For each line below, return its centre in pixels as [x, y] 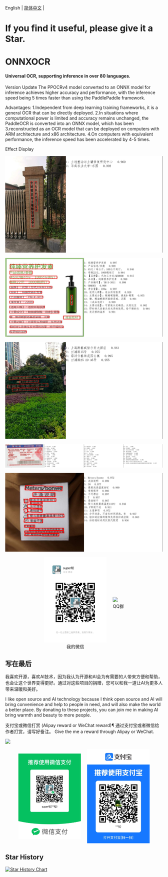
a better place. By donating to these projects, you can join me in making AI [82, 710]
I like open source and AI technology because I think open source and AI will [84, 699]
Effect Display [19, 149]
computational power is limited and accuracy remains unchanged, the [77, 118]
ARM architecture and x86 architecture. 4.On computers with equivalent [79, 134]
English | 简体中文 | [25, 8]
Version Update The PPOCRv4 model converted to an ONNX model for [78, 87]
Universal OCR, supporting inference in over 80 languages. [68, 76]
